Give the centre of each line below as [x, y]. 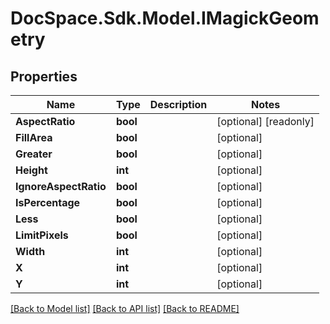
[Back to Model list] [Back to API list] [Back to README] [125, 308]
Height [31, 170]
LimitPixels [42, 235]
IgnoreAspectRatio [61, 186]
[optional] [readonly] [265, 121]
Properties [44, 76]
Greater [34, 154]
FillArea [34, 137]
